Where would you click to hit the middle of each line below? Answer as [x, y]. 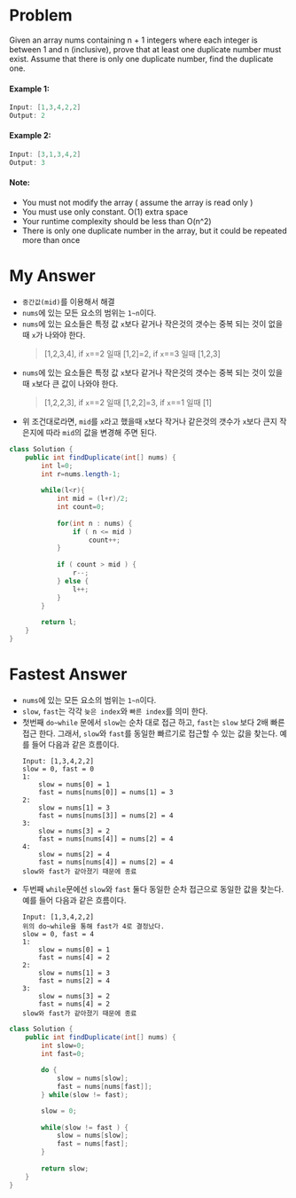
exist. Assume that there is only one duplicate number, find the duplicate [141, 59]
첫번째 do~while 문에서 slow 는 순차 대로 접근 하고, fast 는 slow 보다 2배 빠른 [153, 722]
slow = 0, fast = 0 [58, 769]
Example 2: [30, 136]
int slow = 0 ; [63, 1045]
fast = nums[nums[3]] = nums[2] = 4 [106, 815]
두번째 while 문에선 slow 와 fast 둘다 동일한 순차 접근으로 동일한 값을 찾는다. [153, 889]
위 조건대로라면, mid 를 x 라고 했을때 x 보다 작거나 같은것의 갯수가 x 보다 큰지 [149, 421]
